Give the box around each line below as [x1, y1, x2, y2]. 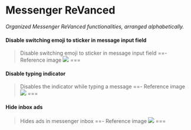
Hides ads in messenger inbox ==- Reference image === [19, 117, 166, 124]
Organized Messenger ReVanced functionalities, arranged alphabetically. [5, 23, 185, 30]
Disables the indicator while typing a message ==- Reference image [19, 83, 185, 90]
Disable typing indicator [5, 70, 66, 77]
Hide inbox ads [5, 104, 43, 111]
